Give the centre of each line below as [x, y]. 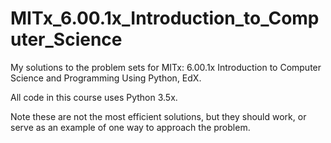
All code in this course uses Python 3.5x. [94, 97]
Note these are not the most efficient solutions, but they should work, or [158, 116]
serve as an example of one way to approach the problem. [130, 127]
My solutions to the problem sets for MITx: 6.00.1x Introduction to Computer [166, 67]
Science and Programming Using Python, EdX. [106, 78]
